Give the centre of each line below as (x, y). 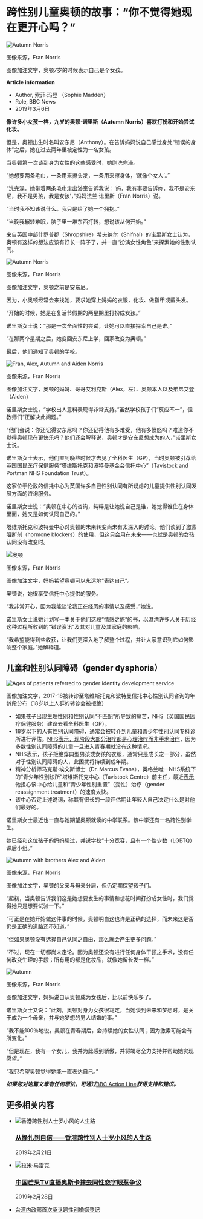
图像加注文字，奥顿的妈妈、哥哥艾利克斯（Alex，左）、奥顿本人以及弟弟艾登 (100, 389)
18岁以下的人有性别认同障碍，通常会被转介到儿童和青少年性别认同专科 (102, 731)
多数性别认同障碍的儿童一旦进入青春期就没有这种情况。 (84, 746)
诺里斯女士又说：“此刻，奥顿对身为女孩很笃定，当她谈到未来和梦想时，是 (98, 1010)
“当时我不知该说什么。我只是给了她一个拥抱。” (63, 208)
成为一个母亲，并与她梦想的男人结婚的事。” (64, 1017)
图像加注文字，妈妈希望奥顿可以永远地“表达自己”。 (69, 580)
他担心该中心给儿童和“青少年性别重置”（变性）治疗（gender (90, 784)
